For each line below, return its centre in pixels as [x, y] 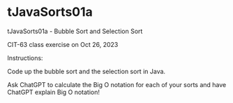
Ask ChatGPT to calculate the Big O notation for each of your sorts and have [117, 84]
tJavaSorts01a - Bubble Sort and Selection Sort [75, 31]
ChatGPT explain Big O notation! [53, 92]
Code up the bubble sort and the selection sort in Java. [87, 71]
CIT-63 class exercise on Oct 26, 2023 [63, 44]
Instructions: [25, 58]
